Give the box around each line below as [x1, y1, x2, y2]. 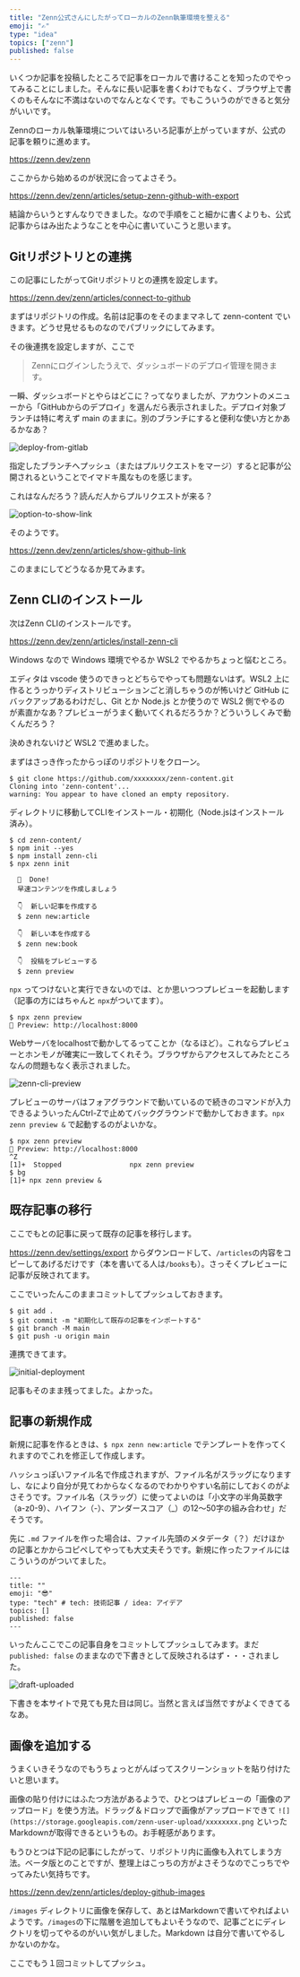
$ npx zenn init [9, 859, 70, 868]
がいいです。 [9, 106, 56, 117]
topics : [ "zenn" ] [9, 38, 74, 48]
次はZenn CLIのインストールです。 [9, 618, 136, 629]
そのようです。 [9, 526, 64, 538]
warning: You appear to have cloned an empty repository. [9, 790, 230, 799]
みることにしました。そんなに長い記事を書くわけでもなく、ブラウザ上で [16, 83, 284, 94]
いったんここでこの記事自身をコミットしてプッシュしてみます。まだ [9, 1639, 260, 1650]
